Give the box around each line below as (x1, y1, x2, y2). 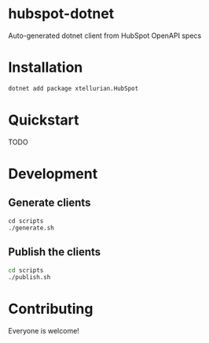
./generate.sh (8, 224, 55, 232)
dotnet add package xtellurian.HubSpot (8, 84, 139, 92)
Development (8, 165, 98, 182)
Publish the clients (8, 245, 101, 259)
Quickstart (8, 111, 80, 129)
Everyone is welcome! (8, 326, 80, 336)
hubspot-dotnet (8, 5, 115, 23)
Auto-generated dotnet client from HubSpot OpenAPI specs (8, 31, 202, 40)
